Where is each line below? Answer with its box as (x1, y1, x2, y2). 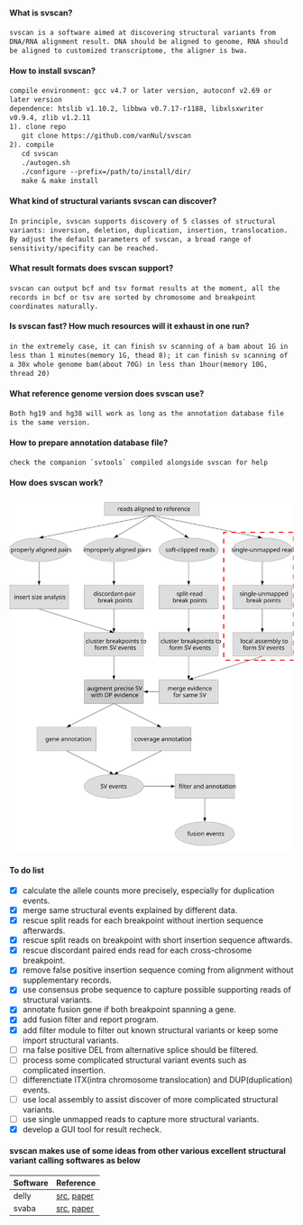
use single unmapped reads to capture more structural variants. (22, 1113, 260, 1124)
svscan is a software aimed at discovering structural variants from (9, 28, 277, 38)
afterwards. (22, 925, 66, 937)
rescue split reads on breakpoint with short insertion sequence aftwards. (22, 935, 293, 946)
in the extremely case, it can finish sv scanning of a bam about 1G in (9, 343, 289, 352)
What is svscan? (9, 7, 73, 18)
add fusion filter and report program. (22, 1014, 160, 1025)
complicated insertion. (22, 1065, 106, 1075)
